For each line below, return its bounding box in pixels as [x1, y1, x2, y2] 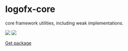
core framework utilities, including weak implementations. [5, 20, 124, 26]
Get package [5, 40, 31, 46]
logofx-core [5, 3, 56, 15]
